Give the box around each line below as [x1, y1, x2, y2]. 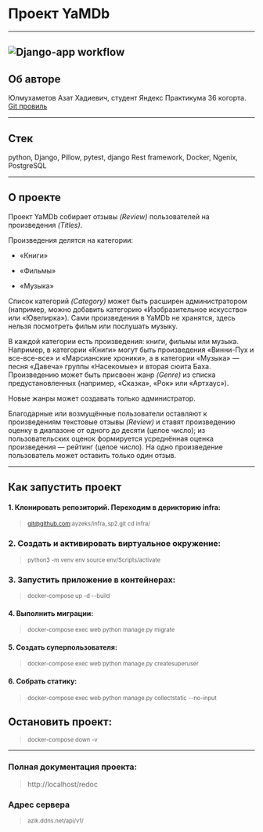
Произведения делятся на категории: [8, 235, 134, 244]
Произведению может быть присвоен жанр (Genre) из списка [8, 370, 216, 379]
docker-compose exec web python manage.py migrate [27, 626, 175, 634]
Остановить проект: [8, 715, 112, 728]
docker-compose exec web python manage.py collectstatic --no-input [27, 694, 217, 702]
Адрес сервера [8, 799, 70, 810]
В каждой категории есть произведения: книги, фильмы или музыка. [8, 336, 239, 346]
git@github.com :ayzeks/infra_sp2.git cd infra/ [27, 520, 151, 528]
